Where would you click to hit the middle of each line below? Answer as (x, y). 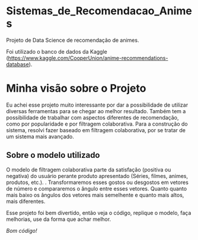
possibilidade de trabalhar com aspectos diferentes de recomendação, (92, 117)
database (17, 64)
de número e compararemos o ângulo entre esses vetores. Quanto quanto (97, 188)
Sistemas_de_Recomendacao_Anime (99, 11)
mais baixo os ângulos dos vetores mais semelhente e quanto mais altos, (95, 195)
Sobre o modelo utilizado (53, 155)
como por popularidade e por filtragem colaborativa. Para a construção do (97, 124)
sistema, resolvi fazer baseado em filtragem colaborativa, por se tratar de (96, 130)
